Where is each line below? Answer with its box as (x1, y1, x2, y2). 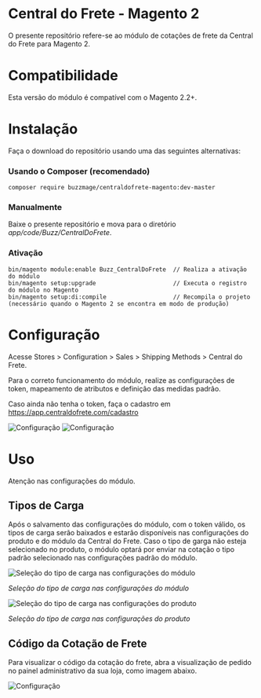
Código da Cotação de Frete (8, 637, 147, 650)
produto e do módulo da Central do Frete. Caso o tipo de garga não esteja (8, 536, 247, 546)
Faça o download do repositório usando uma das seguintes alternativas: (8, 146, 241, 156)
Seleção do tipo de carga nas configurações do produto (8, 614, 190, 623)
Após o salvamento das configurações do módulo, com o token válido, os (8, 520, 245, 529)
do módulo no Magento (8, 286, 79, 294)
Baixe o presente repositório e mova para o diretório (8, 219, 176, 229)
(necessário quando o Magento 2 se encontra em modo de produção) (8, 299, 230, 307)
